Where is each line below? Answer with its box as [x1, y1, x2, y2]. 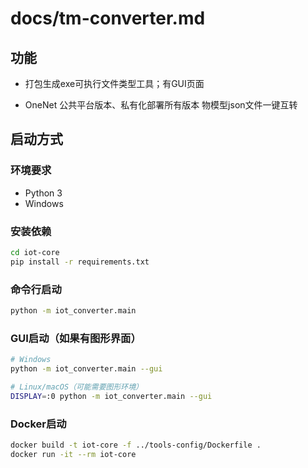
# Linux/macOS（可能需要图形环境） [10, 382, 143, 392]
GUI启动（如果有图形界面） [10, 331, 142, 345]
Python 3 [24, 187, 63, 199]
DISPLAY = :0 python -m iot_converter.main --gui [10, 391, 213, 401]
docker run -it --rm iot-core [10, 449, 137, 459]
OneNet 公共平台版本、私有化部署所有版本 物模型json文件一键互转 [24, 99, 298, 111]
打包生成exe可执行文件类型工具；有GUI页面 [24, 78, 205, 89]
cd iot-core [10, 247, 60, 257]
